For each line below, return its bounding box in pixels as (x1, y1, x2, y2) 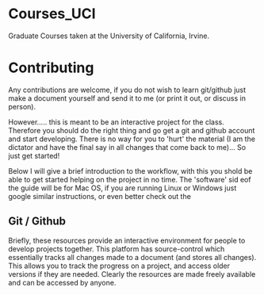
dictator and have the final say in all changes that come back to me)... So (8, 142, 247, 151)
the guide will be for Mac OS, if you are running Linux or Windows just (8, 183, 237, 193)
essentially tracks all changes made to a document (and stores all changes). (8, 252, 257, 262)
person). (8, 102, 36, 111)
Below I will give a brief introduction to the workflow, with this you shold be (8, 166, 253, 175)
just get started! (8, 151, 60, 160)
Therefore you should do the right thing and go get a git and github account (8, 125, 255, 135)
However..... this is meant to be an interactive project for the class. (8, 117, 224, 127)
